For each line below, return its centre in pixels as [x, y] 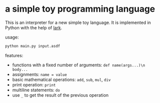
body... [20, 69]
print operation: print [34, 84]
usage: [12, 37]
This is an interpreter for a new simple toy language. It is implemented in [78, 22]
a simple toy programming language [80, 9]
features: [14, 55]
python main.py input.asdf [33, 46]
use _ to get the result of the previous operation [60, 95]
